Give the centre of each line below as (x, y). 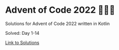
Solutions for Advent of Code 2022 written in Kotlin (58, 24)
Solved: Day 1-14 (22, 33)
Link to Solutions (22, 42)
